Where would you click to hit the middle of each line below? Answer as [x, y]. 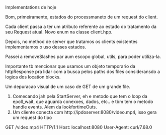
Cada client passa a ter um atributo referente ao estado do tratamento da [81, 26]
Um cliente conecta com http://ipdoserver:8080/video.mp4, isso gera [85, 112]
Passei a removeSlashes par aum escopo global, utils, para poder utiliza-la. [83, 56]
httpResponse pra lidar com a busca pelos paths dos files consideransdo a [82, 71]
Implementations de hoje [31, 7]
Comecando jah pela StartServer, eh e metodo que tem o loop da [80, 96]
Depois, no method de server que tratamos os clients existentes [71, 41]
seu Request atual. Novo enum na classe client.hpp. [59, 32]
